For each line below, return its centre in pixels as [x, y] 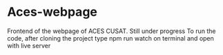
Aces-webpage [52, 12]
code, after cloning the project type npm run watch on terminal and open [110, 38]
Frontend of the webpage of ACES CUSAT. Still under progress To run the [111, 31]
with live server [29, 45]
